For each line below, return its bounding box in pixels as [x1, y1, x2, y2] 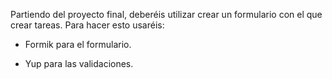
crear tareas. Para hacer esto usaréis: [10, 19, 165, 31]
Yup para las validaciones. [24, 58, 134, 69]
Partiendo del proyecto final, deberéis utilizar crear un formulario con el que [10, 9, 323, 20]
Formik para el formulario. [24, 39, 132, 50]
